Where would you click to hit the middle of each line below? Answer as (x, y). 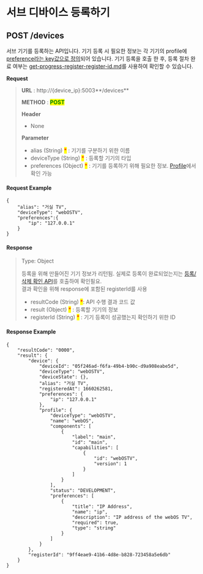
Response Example (31, 332)
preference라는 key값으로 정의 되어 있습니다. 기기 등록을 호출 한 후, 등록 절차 (98, 58)
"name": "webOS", (72, 421)
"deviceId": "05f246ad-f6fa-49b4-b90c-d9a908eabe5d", (109, 366)
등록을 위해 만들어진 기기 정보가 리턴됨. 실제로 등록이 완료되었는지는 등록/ (109, 274)
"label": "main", (94, 437)
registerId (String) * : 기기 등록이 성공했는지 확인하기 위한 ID (103, 317)
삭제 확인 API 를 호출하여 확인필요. (61, 281)
